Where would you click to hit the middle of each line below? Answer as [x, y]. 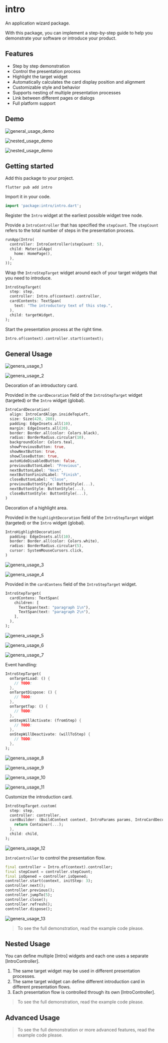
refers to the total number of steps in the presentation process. [70, 230]
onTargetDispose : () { [33, 692]
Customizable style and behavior [46, 87]
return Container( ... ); [39, 825]
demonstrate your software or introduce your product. [61, 38]
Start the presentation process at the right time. [54, 329]
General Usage [29, 354]
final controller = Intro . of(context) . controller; [59, 867]
